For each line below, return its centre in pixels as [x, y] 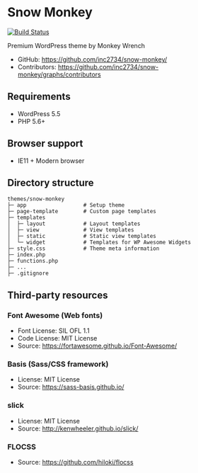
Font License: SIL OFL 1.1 [53, 331]
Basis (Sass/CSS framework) [58, 364]
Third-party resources [58, 295]
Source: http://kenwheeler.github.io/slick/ [78, 428]
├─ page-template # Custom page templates [82, 212]
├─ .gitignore [28, 273]
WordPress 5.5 [39, 113]
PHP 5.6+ [31, 121]
